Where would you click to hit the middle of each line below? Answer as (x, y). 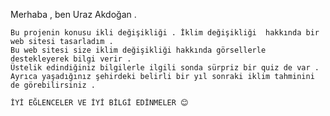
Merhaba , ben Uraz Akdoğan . (73, 14)
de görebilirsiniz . (53, 85)
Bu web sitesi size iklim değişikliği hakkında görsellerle (138, 50)
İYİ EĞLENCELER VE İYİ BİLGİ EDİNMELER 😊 (99, 103)
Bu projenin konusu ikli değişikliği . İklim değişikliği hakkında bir (165, 33)
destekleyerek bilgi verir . (71, 59)
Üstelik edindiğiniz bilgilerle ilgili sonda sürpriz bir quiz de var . (165, 68)
